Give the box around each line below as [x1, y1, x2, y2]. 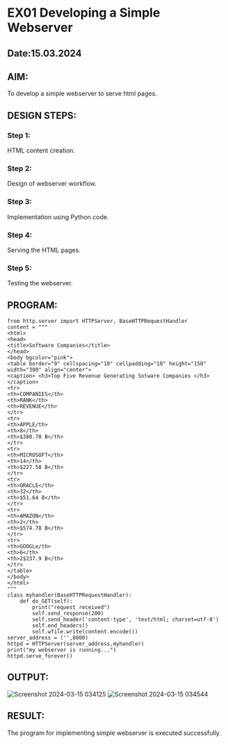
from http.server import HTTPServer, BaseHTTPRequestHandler [7, 318, 188, 325]
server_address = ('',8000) [7, 635, 89, 642]
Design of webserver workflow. [7, 180, 97, 188]
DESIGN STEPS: [7, 109, 77, 121]
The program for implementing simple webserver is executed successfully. [7, 729, 221, 737]
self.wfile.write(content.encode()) [32, 628, 138, 635]
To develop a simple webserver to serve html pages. [7, 89, 158, 98]
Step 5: [7, 263, 33, 273]
